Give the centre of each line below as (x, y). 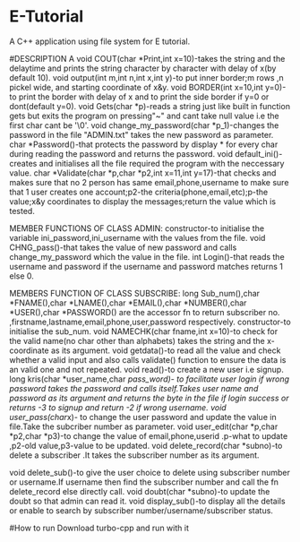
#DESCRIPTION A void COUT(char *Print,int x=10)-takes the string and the (147, 58)
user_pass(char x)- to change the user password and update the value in (143, 417)
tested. (22, 211)
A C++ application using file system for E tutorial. (100, 41)
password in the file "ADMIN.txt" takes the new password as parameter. (141, 134)
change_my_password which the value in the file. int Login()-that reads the (147, 256)
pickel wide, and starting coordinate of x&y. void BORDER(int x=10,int (137, 87)
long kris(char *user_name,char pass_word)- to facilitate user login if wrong (149, 379)
